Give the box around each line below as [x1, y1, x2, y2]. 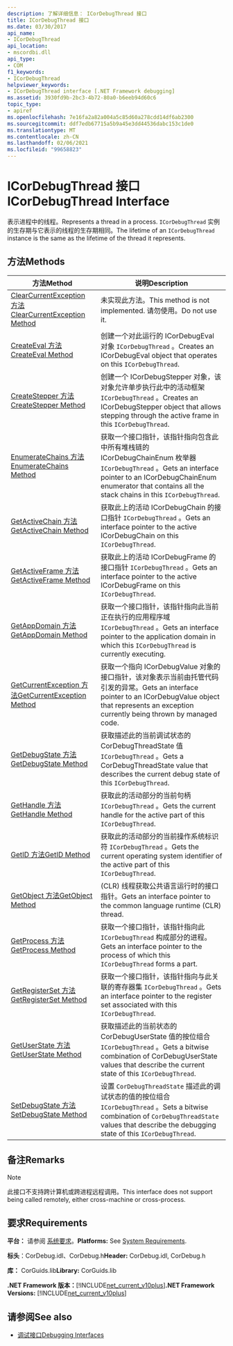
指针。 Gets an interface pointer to [100, 891, 211, 901]
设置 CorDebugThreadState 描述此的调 [100, 1081, 221, 1090]
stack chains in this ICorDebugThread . [100, 490, 221, 499]
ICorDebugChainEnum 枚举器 [100, 453, 196, 462]
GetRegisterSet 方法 [10, 985, 76, 995]
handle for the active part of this [100, 810, 205, 820]
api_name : [7, 29, 36, 37]
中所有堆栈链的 [100, 442, 150, 452]
